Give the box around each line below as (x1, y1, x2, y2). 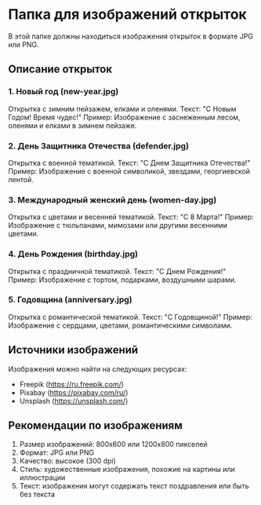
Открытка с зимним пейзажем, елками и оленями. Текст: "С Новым (8, 104, 237, 113)
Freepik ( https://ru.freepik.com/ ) (19, 379, 124, 389)
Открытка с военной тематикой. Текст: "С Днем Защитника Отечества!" (8, 158, 251, 167)
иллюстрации (19, 473, 66, 482)
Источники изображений (8, 343, 139, 357)
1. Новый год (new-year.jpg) (8, 86, 119, 97)
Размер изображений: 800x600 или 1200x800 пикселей (19, 440, 208, 449)
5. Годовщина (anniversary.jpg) (8, 295, 133, 306)
